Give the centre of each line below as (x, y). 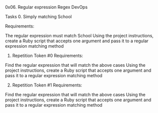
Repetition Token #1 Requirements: (47, 85)
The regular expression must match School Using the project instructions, (79, 36)
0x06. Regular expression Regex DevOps (46, 7)
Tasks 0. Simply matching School (38, 16)
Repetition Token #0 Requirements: (47, 56)
